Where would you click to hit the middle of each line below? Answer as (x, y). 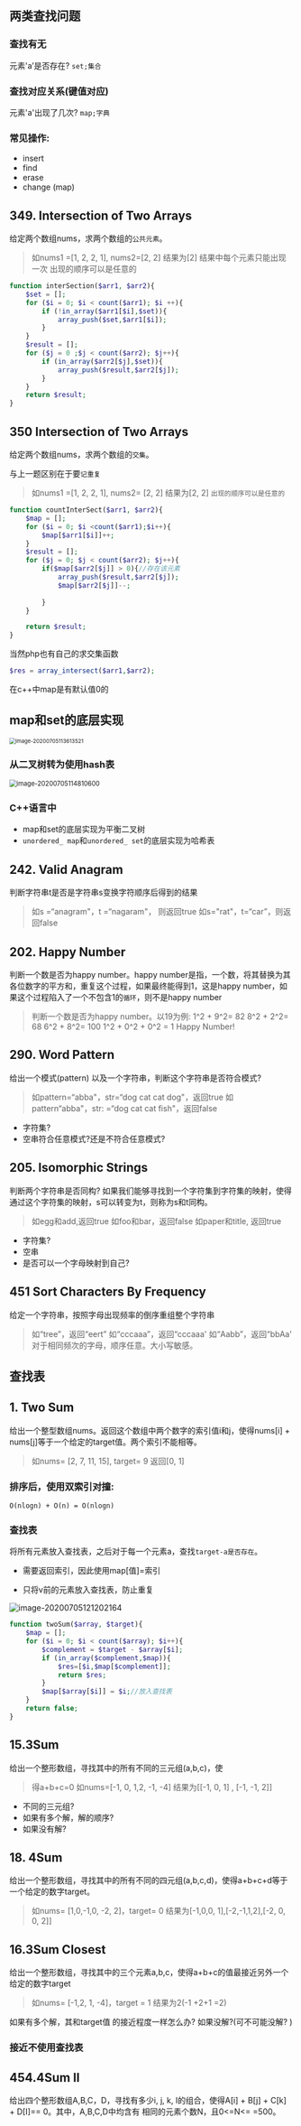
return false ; (52, 1709)
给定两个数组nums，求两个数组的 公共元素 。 (88, 238)
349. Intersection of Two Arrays (100, 215)
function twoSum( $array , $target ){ (76, 1625)
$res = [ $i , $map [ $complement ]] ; (114, 1666)
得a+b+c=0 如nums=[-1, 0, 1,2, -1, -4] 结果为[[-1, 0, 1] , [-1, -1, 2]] (152, 1787)
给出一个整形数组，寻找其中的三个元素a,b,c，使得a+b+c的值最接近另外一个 (149, 1973)
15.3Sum (34, 1745)
